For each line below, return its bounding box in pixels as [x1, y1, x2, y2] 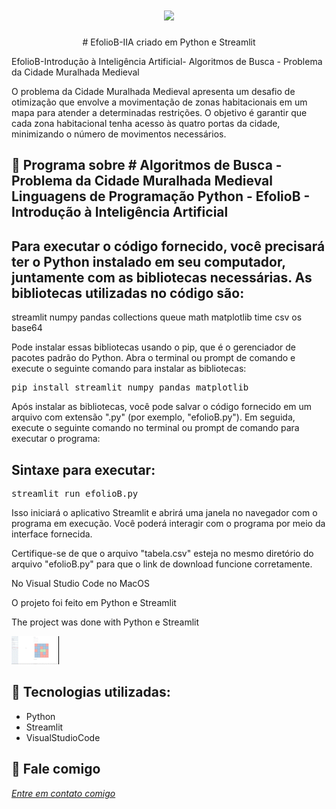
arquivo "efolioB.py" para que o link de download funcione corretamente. [11, 558, 313, 570]
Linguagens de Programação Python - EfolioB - [11, 188, 311, 205]
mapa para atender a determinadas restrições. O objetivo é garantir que [11, 106, 308, 118]
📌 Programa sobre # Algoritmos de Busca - [11, 157, 283, 174]
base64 [11, 322, 43, 334]
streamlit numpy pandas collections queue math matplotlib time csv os [11, 311, 303, 323]
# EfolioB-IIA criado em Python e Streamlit [82, 36, 256, 48]
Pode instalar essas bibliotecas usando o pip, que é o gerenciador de [11, 341, 297, 353]
